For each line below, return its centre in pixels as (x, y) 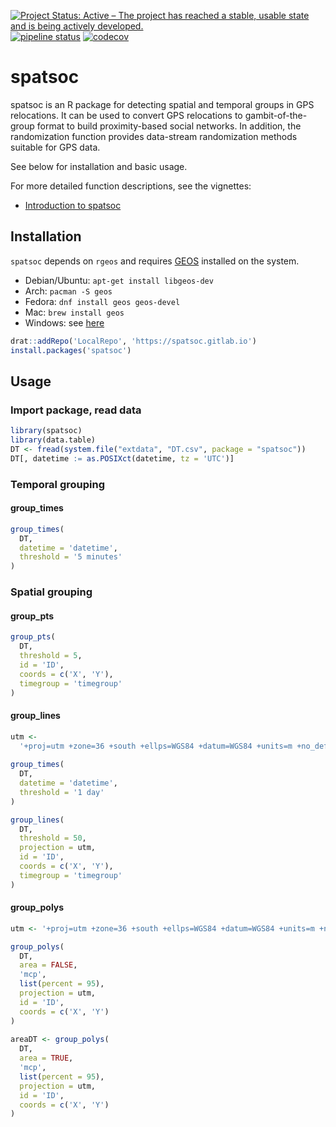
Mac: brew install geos (74, 312)
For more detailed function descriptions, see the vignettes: (131, 186)
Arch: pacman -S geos (68, 291)
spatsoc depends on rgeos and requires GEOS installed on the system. (155, 261)
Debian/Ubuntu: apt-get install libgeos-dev (119, 280)
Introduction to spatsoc (73, 205)
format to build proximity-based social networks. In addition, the (169, 126)
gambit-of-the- (276, 115)
